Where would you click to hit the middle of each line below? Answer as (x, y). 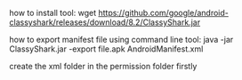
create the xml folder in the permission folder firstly (103, 66)
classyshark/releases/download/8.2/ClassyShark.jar (105, 22)
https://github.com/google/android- (163, 13)
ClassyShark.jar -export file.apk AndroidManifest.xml (106, 49)
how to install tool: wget (52, 13)
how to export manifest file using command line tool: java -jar (121, 40)
